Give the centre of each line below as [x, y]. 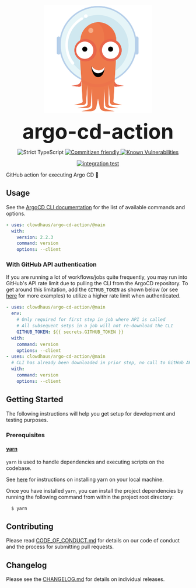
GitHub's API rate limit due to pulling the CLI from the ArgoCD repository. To [97, 283]
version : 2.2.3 [35, 237]
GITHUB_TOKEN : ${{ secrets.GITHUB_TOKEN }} [70, 332]
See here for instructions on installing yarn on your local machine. [85, 479]
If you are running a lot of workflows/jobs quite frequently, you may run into [97, 277]
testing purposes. [27, 420]
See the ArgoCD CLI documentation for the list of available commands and [96, 207]
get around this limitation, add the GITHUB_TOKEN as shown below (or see [92, 290]
